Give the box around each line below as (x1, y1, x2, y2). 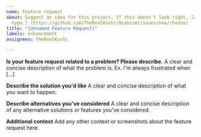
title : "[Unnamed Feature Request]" (6, 25, 98, 32)
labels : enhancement (6, 31, 58, 37)
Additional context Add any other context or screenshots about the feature (6, 118, 192, 125)
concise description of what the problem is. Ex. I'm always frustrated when (6, 64, 191, 71)
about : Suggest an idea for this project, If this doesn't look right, (6, 14, 188, 20)
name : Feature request (6, 8, 63, 15)
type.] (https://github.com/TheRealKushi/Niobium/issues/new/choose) (11, 20, 188, 26)
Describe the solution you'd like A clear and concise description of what (6, 82, 187, 89)
